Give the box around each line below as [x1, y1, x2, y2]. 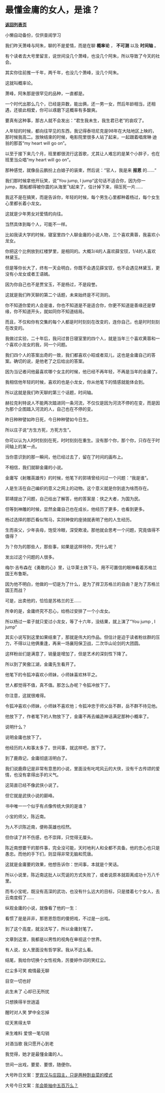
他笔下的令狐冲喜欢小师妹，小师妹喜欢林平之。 [5, 672, 100, 677]
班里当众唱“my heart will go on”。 [5, 157, 74, 163]
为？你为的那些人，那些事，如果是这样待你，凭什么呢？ [5, 543, 117, 549]
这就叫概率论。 [5, 80, 35, 86]
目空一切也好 [5, 978, 31, 984]
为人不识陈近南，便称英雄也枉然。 [5, 824, 74, 830]
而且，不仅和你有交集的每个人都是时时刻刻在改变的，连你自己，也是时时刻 [5, 319, 156, 325]
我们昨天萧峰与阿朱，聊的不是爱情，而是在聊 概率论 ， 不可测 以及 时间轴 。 [5, 42, 159, 48]
